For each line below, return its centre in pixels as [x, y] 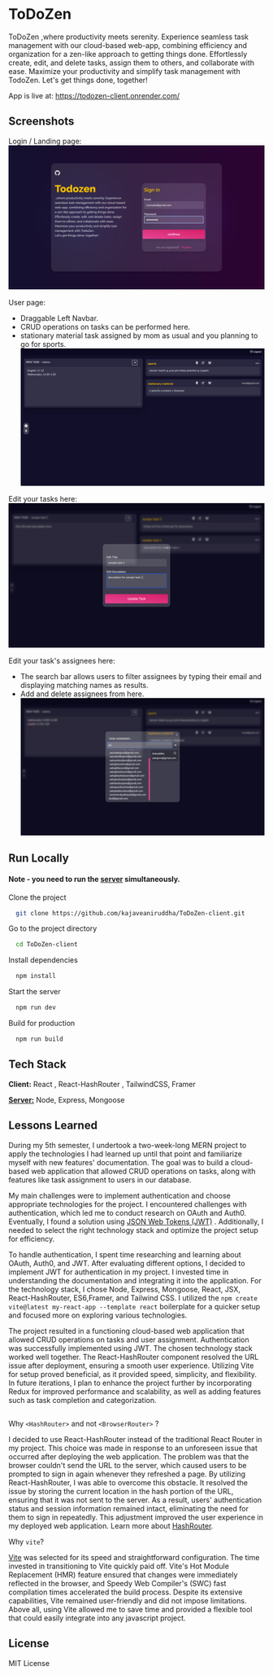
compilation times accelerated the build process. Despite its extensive [126, 1592]
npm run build [39, 1039]
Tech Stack [37, 1065]
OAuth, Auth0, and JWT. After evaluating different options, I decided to [127, 1263]
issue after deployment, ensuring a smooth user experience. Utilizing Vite [131, 1366]
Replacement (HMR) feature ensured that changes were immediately [123, 1574]
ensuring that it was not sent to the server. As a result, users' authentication [135, 1500]
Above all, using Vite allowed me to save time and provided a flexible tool [130, 1609]
